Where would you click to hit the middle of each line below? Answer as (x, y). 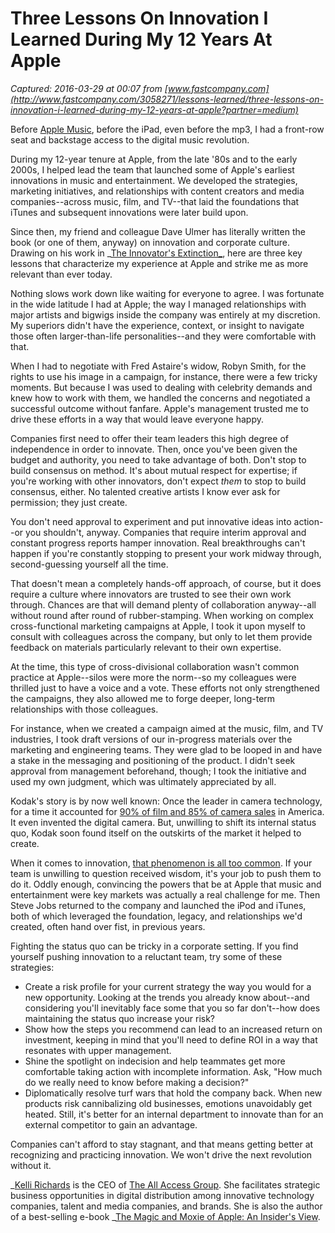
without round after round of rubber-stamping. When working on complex (162, 615)
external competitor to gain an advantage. (111, 1124)
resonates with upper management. (98, 1050)
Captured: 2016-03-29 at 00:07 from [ (89, 88)
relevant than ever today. (61, 274)
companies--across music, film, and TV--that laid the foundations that (155, 201)
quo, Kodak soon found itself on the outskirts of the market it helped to (156, 833)
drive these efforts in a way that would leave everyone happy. (137, 419)
